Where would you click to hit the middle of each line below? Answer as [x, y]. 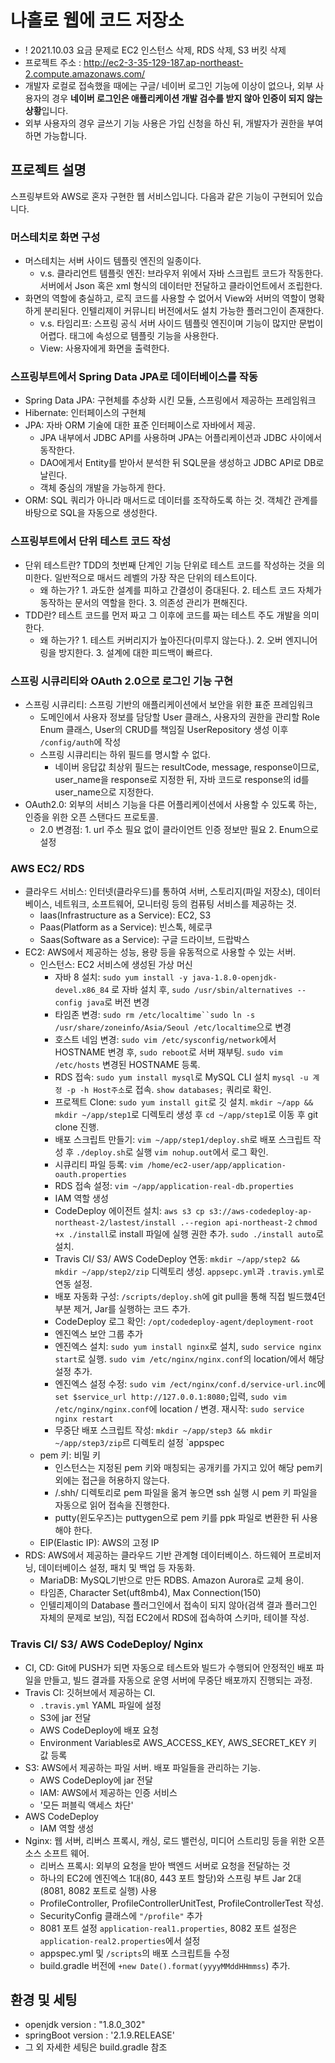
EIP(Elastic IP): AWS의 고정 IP [99, 1543]
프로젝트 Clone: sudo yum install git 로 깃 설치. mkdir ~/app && [184, 1102]
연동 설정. [73, 1284]
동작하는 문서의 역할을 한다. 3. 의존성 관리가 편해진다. [143, 602]
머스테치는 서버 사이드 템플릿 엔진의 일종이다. [113, 261]
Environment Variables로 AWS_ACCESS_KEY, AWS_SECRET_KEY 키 [178, 1742]
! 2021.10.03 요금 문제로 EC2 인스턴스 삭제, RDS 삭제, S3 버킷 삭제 [155, 50]
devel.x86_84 [82, 991]
